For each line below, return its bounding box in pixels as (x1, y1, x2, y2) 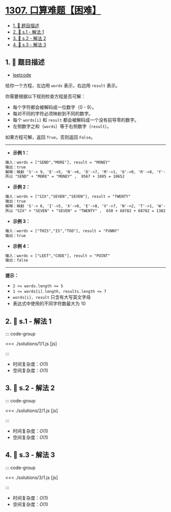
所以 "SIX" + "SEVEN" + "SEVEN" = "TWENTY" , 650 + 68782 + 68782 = (5, 208, 154, 213)
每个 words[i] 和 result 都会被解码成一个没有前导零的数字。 (12, 117, 139, 123)
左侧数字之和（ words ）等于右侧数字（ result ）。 (12, 123, 112, 129)
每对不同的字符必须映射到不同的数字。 (12, 110, 93, 116)
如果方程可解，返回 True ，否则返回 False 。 (5, 134, 96, 140)
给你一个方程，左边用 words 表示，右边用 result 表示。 (5, 82, 121, 88)
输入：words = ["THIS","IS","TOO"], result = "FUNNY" (5, 228, 120, 234)
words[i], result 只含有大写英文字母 (12, 294, 91, 300)
